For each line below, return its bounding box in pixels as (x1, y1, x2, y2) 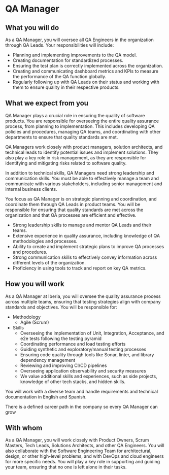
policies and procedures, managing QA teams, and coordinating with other (5, 128, 161, 134)
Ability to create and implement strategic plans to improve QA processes (12, 243, 164, 249)
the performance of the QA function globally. (12, 74, 107, 79)
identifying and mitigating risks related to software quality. (5, 160, 127, 166)
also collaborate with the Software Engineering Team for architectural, (5, 448, 152, 454)
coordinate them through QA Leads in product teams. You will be (5, 201, 141, 207)
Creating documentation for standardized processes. (12, 57, 123, 63)
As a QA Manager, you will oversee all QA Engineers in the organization (5, 37, 154, 43)
